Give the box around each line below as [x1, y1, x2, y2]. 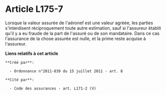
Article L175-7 [5, 3, 63, 15]
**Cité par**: [5, 77, 35, 82]
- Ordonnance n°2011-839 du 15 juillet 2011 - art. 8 [9, 68, 123, 74]
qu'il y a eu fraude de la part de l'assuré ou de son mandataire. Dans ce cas [5, 30, 160, 36]
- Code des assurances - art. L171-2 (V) [9, 86, 97, 91]
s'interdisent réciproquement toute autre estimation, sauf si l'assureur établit [5, 25, 161, 31]
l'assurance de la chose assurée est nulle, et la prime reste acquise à [5, 36, 146, 42]
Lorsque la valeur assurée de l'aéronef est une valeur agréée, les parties [5, 20, 154, 26]
